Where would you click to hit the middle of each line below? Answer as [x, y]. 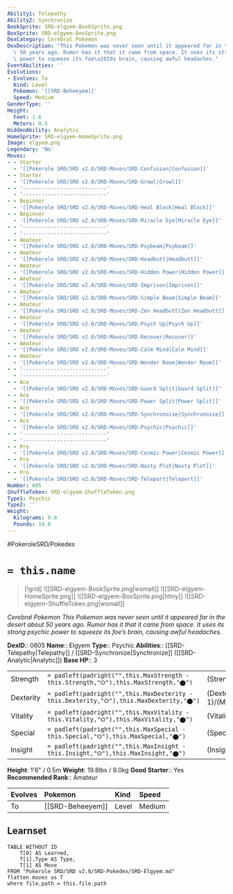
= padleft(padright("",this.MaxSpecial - [116, 729]
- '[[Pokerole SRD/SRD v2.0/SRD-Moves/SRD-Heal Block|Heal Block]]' [114, 208]
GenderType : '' [29, 104]
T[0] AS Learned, [45, 853]
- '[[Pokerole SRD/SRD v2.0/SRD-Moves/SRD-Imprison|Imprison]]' [108, 285]
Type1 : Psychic [29, 498]
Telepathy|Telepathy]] [39, 652]
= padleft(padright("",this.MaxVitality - [118, 712]
